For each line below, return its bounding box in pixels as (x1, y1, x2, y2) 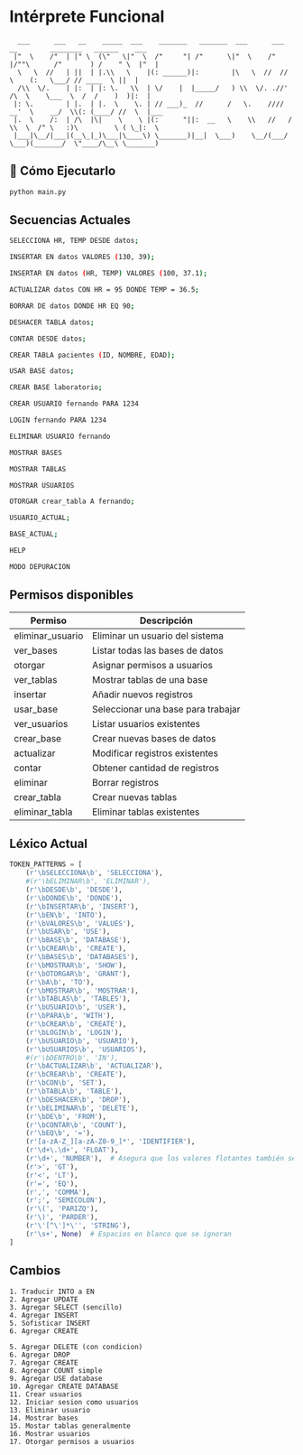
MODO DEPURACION (9, 562, 70, 571)
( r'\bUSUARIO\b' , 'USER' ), (25, 1003, 127, 1012)
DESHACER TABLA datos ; (9, 318, 95, 327)
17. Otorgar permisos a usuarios (9, 1437, 135, 1446)
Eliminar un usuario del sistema (91, 630, 224, 642)
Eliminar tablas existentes (91, 806, 200, 818)
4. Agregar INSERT (9, 1310, 78, 1320)
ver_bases (14, 644, 59, 657)
